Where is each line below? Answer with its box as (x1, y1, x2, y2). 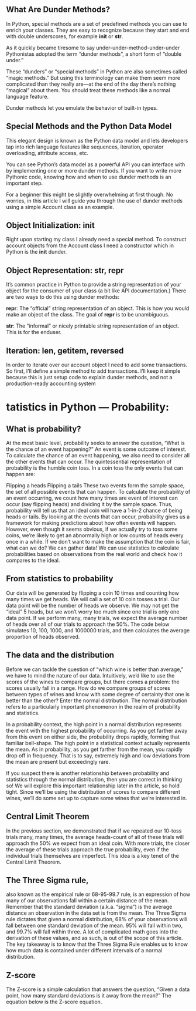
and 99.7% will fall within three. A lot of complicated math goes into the (6, 928, 178, 935)
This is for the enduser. (6, 329, 62, 336)
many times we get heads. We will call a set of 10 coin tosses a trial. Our (6, 595, 180, 602)
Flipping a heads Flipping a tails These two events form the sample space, (6, 482, 185, 489)
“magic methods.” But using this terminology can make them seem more (6, 74, 180, 81)
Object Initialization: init (6, 220, 95, 231)
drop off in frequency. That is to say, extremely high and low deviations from (6, 751, 190, 759)
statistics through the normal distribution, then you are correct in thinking (6, 776, 183, 783)
